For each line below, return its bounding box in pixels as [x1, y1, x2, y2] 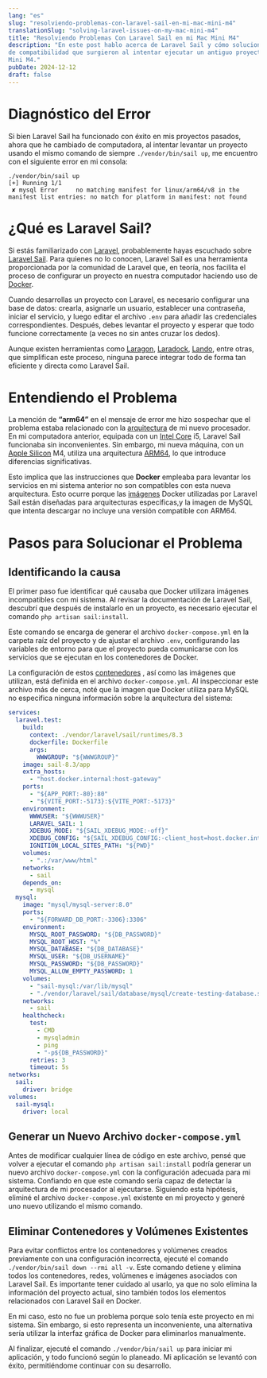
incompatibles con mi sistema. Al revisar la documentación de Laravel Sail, [8, 595, 253, 605]
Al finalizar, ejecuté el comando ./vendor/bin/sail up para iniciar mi [8, 1344, 233, 1353]
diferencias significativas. [8, 457, 92, 466]
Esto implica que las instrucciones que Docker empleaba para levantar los [8, 472, 252, 482]
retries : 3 [29, 1056, 66, 1064]
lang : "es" [8, 11, 44, 20]
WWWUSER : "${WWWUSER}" [29, 812, 105, 820]
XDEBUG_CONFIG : [29, 834, 80, 842]
